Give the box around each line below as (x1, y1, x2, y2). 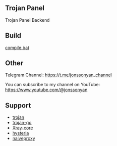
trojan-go (12, 120, 32, 126)
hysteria (12, 130, 29, 136)
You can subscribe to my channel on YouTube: (5, 82, 100, 88)
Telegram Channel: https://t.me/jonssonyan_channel (5, 72, 112, 78)
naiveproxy (12, 136, 36, 142)
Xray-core (12, 125, 33, 131)
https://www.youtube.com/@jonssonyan (5, 87, 88, 93)
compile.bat (5, 45, 30, 50)
